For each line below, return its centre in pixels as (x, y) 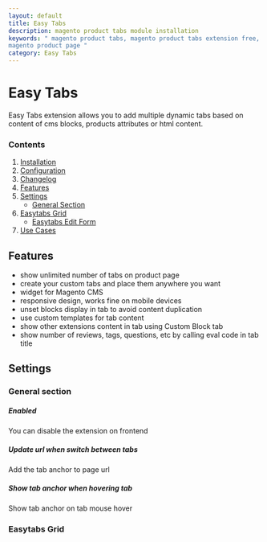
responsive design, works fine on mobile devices (101, 301)
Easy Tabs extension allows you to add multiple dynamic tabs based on (126, 115)
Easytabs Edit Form (64, 222)
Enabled (22, 410)
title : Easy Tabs (37, 23)
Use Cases (38, 231)
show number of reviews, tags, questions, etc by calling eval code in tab (139, 335)
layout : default (35, 16)
